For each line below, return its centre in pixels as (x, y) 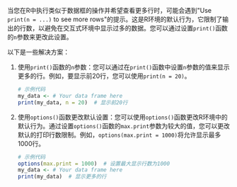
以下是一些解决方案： (38, 52)
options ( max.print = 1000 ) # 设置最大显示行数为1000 (94, 164)
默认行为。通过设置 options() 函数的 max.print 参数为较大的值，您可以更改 (123, 125)
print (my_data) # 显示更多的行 (62, 177)
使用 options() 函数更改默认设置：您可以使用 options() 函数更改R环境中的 (122, 117)
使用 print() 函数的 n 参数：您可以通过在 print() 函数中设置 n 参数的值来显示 (123, 67)
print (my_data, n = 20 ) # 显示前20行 (73, 102)
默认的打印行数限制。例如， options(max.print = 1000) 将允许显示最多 (119, 135)
